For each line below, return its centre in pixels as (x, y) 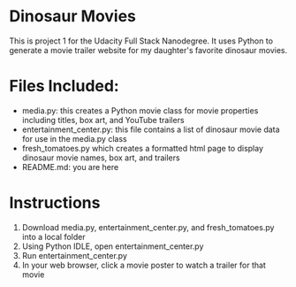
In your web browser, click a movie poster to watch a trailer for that (144, 265)
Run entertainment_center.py (75, 255)
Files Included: (64, 86)
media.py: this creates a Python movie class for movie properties (140, 110)
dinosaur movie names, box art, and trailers (101, 158)
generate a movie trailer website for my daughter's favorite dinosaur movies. (148, 50)
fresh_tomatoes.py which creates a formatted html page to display (142, 148)
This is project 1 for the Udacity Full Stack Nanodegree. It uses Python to (141, 41)
